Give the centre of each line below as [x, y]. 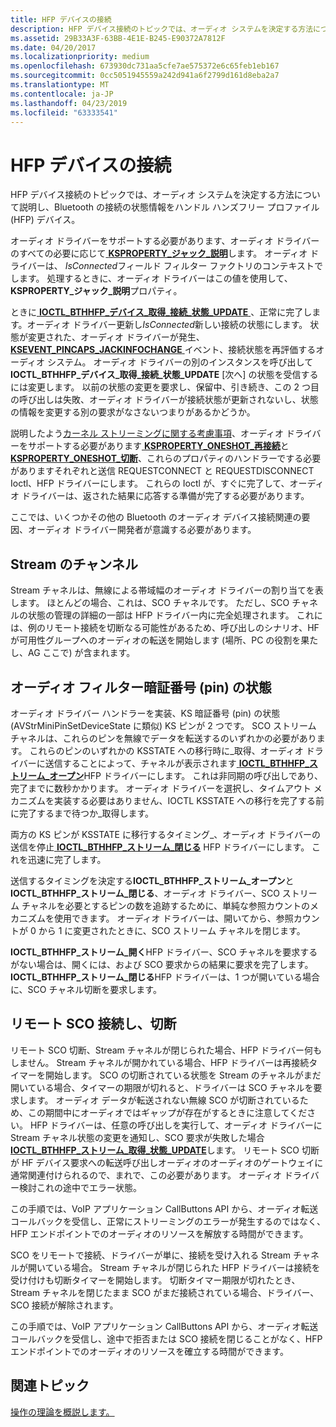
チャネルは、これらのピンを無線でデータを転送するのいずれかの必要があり [163, 738]
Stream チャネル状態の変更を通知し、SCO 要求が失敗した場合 [137, 1137]
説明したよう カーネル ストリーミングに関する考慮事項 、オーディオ [147, 433]
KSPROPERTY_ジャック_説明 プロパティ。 [96, 291]
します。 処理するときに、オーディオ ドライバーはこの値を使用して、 [151, 278]
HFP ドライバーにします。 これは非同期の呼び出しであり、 [203, 775]
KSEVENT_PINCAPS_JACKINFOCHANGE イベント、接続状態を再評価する [163, 350]
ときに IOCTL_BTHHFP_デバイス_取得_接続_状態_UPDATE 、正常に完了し [161, 312]
